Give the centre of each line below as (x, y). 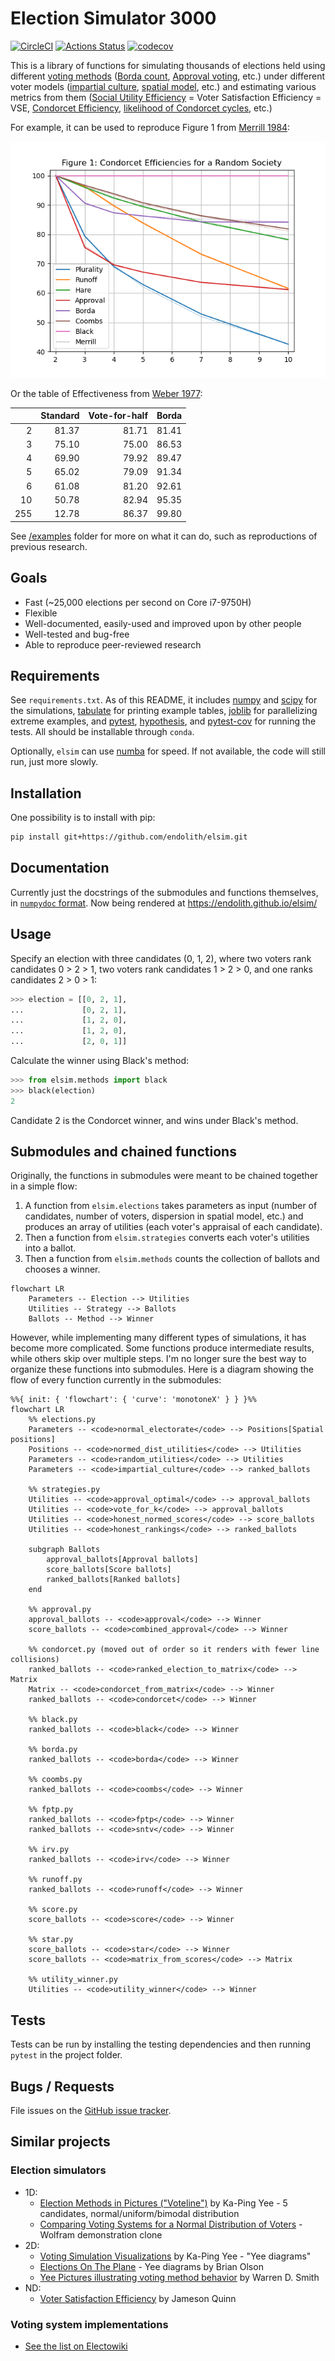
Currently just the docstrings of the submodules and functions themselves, (164, 892)
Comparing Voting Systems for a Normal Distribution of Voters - (171, 2224)
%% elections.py (62, 1420)
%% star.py (51, 1940)
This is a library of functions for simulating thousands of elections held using (168, 65)
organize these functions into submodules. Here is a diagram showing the (162, 1369)
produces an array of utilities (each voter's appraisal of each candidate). (173, 1227)
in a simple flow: (44, 1186)
